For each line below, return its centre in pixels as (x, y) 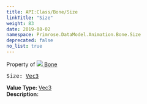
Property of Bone (32, 64)
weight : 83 (20, 23)
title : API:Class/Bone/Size (42, 12)
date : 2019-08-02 (28, 29)
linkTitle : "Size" (30, 18)
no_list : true (24, 46)
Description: (22, 94)
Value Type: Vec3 (29, 87)
